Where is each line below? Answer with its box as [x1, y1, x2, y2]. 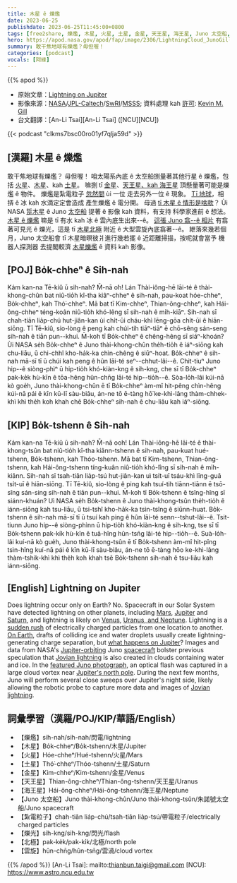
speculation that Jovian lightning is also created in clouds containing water [7, 654, 224, 661]
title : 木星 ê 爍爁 [7, 10, 61, 18]
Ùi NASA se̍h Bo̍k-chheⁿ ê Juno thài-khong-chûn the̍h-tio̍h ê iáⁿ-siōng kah [7, 340, 224, 349]
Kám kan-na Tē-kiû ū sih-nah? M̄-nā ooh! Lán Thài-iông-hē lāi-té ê [7, 438, 202, 447]
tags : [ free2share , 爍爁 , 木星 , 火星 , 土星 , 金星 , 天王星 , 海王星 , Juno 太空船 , [7, 30, 231, 37]
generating [7, 638, 39, 647]
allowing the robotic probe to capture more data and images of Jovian [7, 683, 210, 692]
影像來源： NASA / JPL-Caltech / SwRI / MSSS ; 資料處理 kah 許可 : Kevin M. [17, 99, 224, 107]
